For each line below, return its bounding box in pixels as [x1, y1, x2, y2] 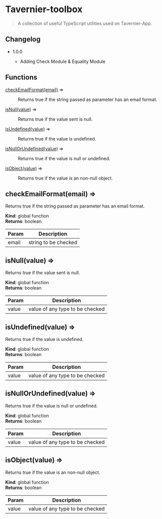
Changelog [5, 35, 41, 44]
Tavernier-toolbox [5, 4, 83, 15]
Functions [5, 73, 38, 82]
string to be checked [28, 239, 77, 246]
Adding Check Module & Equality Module [20, 58, 106, 64]
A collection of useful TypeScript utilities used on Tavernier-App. [17, 20, 152, 26]
